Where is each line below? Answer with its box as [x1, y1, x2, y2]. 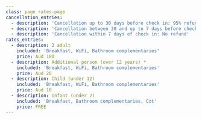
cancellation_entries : [5, 14, 63, 20]
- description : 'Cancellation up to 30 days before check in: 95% [11, 20, 181, 26]
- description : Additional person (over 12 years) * [11, 59, 147, 65]
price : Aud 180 [16, 53, 55, 59]
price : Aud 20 [16, 70, 52, 76]
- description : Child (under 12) [11, 76, 95, 82]
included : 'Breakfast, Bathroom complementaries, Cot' [16, 98, 157, 104]
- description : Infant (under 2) [11, 93, 95, 99]
